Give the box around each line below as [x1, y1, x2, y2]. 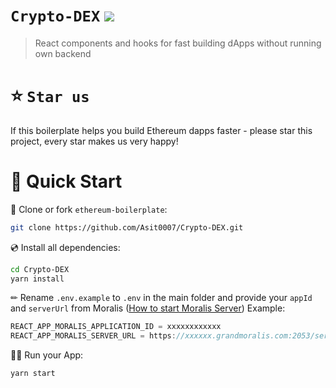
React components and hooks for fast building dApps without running [34, 37, 322, 49]
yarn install [10, 274, 65, 284]
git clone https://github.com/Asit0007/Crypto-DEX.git [10, 222, 244, 233]
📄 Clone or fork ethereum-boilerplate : [10, 203, 168, 215]
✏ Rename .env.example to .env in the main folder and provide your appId [10, 292, 313, 304]
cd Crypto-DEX [10, 264, 70, 274]
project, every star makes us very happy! [10, 135, 179, 147]
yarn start [10, 369, 56, 379]
